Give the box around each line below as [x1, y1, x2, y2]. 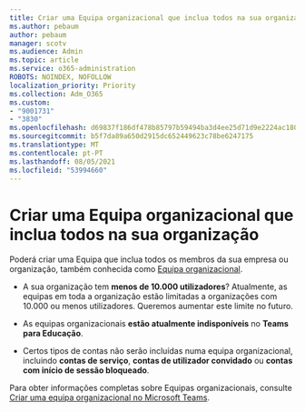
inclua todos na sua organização [9, 224, 260, 245]
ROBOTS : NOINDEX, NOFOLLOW [9, 73, 112, 82]
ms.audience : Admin [9, 47, 84, 56]
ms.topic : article [9, 55, 79, 65]
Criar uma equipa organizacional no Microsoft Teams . [9, 392, 211, 403]
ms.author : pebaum [9, 22, 79, 31]
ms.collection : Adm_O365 [9, 89, 103, 98]
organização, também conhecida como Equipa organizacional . [9, 264, 243, 275]
